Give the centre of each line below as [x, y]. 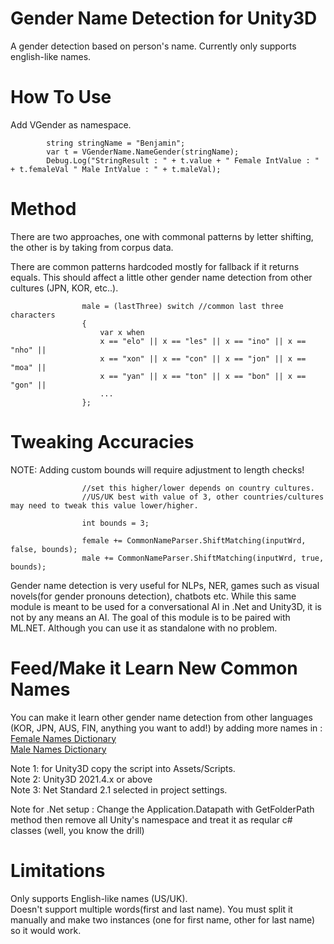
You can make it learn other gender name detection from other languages [161, 717]
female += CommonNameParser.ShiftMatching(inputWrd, [194, 540]
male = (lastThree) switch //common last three [182, 306]
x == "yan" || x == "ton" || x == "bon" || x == [203, 376]
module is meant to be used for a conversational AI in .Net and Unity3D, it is [166, 606]
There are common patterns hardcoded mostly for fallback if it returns [155, 266]
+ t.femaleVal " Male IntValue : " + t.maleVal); [116, 169]
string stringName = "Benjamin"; [116, 143]
